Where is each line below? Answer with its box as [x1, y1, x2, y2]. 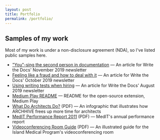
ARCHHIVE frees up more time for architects [12, 108, 101, 115]
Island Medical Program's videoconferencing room [12, 129, 114, 135]
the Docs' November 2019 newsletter [12, 67, 87, 73]
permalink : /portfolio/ [5, 16, 53, 21]
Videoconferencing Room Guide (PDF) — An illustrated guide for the [12, 124, 149, 130]
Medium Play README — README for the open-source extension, [12, 93, 145, 99]
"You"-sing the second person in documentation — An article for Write [12, 62, 154, 68]
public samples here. [5, 52, 47, 59]
